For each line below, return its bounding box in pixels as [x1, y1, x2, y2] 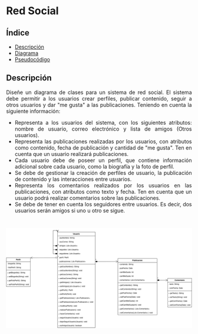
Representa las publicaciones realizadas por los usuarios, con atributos [14, 138, 192, 145]
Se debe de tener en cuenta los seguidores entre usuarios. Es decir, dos [14, 200, 192, 207]
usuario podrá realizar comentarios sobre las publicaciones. [14, 194, 161, 202]
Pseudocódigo [14, 56, 50, 63]
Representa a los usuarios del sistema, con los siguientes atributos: [14, 119, 192, 126]
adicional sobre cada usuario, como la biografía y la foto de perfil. [14, 163, 175, 170]
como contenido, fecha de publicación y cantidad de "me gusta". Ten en [14, 144, 192, 151]
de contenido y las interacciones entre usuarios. [14, 176, 132, 183]
